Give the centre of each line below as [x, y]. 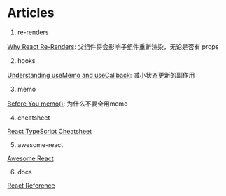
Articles [31, 13]
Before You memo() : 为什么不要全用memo [68, 104]
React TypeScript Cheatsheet [50, 131]
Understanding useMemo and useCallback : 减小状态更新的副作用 [101, 75]
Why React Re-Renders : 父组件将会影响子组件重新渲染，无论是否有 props [113, 46]
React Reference [31, 185]
